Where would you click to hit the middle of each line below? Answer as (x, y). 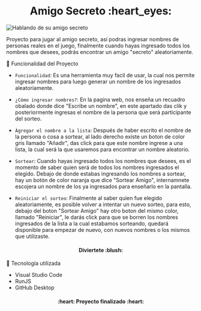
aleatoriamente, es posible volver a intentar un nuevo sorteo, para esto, (103, 204)
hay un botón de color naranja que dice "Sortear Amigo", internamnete (102, 180)
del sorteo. (28, 119)
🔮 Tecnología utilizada (34, 263)
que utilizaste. (32, 236)
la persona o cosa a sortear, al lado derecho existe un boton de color (100, 137)
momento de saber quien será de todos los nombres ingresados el (97, 167)
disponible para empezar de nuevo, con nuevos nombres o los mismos (102, 230)
